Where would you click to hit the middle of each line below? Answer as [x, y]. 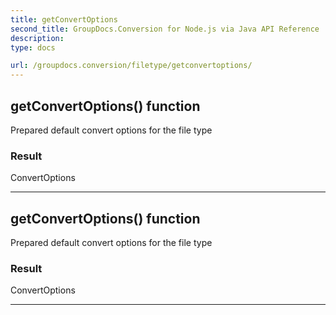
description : [37, 38]
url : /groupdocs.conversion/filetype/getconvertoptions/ [131, 66]
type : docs [33, 47]
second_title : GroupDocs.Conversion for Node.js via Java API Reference [165, 29]
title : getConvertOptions [64, 19]
